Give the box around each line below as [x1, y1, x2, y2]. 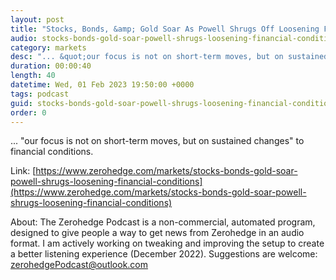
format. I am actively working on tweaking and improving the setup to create [10, 237, 325, 250]
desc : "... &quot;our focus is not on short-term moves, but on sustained [10, 52, 329, 62]
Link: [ [10, 165, 37, 177]
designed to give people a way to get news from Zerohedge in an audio [10, 227, 305, 239]
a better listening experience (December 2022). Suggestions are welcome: [10, 248, 318, 260]
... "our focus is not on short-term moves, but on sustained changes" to [10, 135, 305, 147]
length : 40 [10, 71, 56, 81]
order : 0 [10, 107, 47, 118]
